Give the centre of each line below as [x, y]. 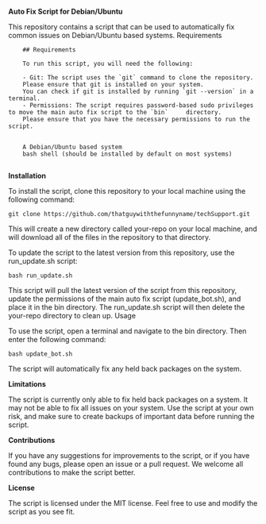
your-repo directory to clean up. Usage [72, 316]
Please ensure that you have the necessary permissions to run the [136, 119]
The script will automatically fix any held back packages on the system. [125, 369]
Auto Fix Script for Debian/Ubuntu [66, 12]
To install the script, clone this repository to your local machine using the [127, 191]
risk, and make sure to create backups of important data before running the [131, 416]
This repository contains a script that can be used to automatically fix [121, 27]
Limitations [27, 384]
